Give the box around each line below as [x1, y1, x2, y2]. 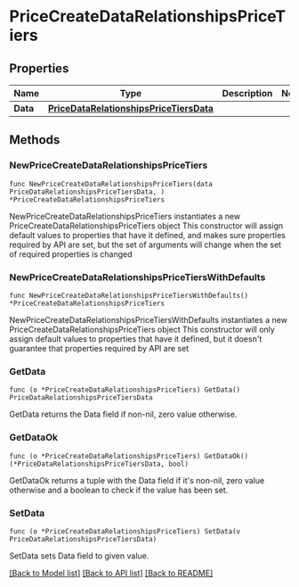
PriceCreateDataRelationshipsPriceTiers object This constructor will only [9, 324, 276, 335]
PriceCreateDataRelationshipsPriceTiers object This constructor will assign [9, 220, 284, 231]
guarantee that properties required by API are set [9, 343, 190, 353]
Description [222, 87, 273, 99]
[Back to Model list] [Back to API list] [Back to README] [9, 567, 214, 578]
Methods [9, 132, 61, 148]
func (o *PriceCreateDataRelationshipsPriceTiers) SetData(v [9, 526, 241, 536]
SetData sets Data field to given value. [9, 550, 149, 561]
